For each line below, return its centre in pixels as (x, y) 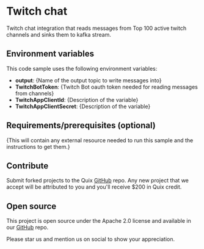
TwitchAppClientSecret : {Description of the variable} (83, 106)
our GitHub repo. (27, 228)
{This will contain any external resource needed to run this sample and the (100, 140)
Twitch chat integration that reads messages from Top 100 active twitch (97, 28)
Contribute (27, 166)
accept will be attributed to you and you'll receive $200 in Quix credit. (94, 187)
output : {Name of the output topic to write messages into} (88, 80)
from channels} (35, 93)
